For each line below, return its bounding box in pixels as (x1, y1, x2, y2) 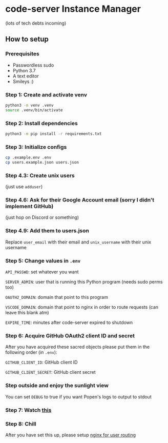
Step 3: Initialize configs (5, 143, 67, 150)
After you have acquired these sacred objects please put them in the (5, 344, 150, 350)
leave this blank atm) (5, 310, 50, 316)
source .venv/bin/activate (5, 107, 63, 113)
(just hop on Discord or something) (5, 214, 79, 220)
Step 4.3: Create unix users (5, 172, 75, 179)
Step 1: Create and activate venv (5, 91, 88, 98)
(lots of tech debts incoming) (5, 20, 67, 26)
